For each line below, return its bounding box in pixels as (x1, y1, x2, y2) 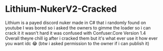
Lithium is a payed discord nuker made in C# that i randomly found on (5, 20, 146, 25)
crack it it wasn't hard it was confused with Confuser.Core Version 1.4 (5, 30, 146, 36)
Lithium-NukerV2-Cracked (5, 3, 117, 15)
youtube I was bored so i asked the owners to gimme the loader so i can (5, 25, 151, 30)
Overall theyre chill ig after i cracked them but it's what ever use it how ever (5, 35, 158, 41)
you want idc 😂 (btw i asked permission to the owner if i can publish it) (5, 40, 150, 46)
